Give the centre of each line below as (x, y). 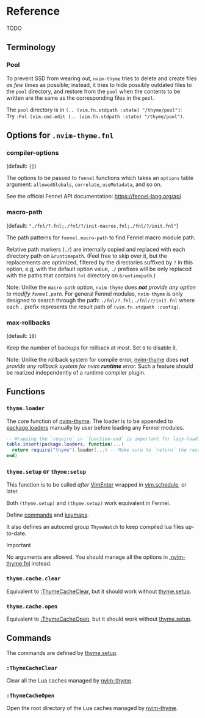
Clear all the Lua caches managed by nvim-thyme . (70, 681)
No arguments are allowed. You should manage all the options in (87, 557)
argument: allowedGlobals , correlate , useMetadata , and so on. (84, 184)
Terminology (31, 47)
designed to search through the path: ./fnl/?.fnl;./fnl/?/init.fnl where (101, 300)
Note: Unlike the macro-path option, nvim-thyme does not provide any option (101, 287)
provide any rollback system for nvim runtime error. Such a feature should (100, 366)
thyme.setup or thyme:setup (46, 471)
